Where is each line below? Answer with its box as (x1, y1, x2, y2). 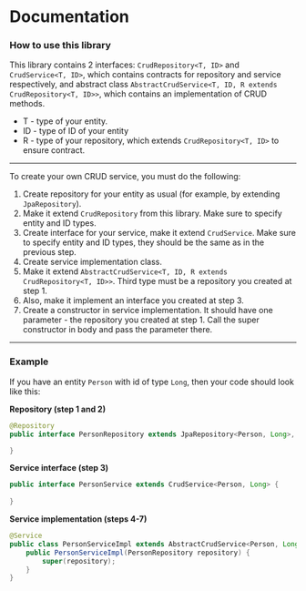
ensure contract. (22, 145, 86, 156)
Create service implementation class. (22, 257, 162, 268)
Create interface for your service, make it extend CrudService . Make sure (22, 228, 296, 239)
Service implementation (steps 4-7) (9, 514, 148, 525)
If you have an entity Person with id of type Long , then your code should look (9, 376, 294, 387)
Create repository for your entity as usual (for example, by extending (22, 189, 280, 199)
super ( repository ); (42, 556, 117, 566)
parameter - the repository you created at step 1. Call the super (22, 314, 260, 325)
